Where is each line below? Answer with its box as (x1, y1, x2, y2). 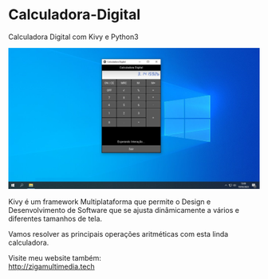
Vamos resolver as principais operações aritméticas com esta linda (8, 229, 229, 238)
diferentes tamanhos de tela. (8, 214, 102, 223)
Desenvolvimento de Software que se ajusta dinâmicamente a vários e (8, 205, 239, 214)
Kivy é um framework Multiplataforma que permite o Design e (8, 197, 211, 206)
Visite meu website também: (8, 253, 102, 262)
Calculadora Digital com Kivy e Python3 (8, 32, 139, 41)
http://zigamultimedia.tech (8, 261, 95, 271)
